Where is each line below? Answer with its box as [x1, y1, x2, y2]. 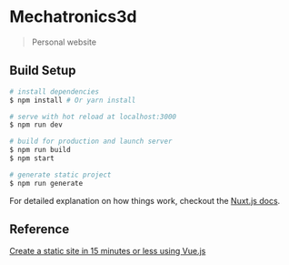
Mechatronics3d [9, 6, 137, 27]
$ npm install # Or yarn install [9, 96, 136, 105]
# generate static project [9, 170, 112, 179]
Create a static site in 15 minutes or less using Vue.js [9, 246, 206, 257]
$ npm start [9, 154, 55, 163]
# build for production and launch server [9, 137, 173, 147]
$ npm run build [9, 146, 71, 155]
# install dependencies [9, 87, 100, 97]
